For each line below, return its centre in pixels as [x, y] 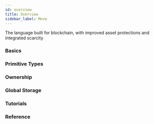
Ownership [19, 77]
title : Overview [22, 14]
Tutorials [16, 103]
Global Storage [23, 91]
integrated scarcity [24, 38]
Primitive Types [24, 64]
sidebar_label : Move [26, 19]
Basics [13, 51]
